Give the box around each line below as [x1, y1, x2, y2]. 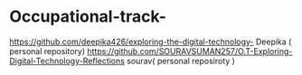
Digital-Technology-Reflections [9, 55, 125, 66]
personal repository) [9, 45, 86, 56]
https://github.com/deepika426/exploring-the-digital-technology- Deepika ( [9, 36, 292, 47]
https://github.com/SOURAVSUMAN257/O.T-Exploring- [87, 45, 293, 56]
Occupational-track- [9, 6, 167, 27]
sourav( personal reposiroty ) [126, 55, 235, 66]
